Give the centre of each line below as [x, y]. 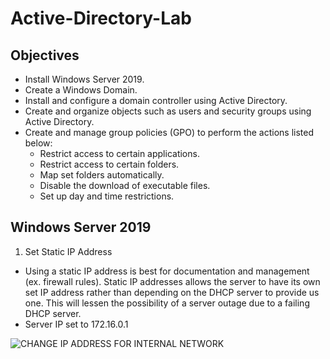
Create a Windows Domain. [81, 90]
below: [38, 143]
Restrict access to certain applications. [119, 153]
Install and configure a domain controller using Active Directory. [156, 100]
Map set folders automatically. [102, 175]
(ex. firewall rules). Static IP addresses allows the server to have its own [172, 281]
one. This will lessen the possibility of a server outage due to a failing [167, 303]
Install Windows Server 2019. [84, 79]
